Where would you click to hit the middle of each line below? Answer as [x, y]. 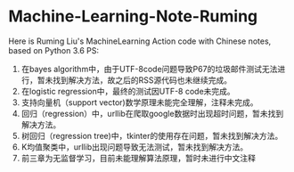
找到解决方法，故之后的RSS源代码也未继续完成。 [142, 80]
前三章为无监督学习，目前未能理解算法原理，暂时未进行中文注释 [138, 158]
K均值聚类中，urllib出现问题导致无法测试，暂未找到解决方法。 [135, 147]
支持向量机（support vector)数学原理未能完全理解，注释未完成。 [139, 102]
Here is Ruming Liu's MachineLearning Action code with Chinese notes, [140, 41]
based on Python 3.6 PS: [54, 50]
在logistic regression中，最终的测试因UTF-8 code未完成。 [128, 91]
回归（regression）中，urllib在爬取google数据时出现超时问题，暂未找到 [152, 113]
